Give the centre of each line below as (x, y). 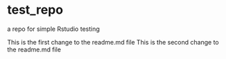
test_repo (35, 10)
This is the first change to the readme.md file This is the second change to (113, 42)
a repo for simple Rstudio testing (54, 29)
